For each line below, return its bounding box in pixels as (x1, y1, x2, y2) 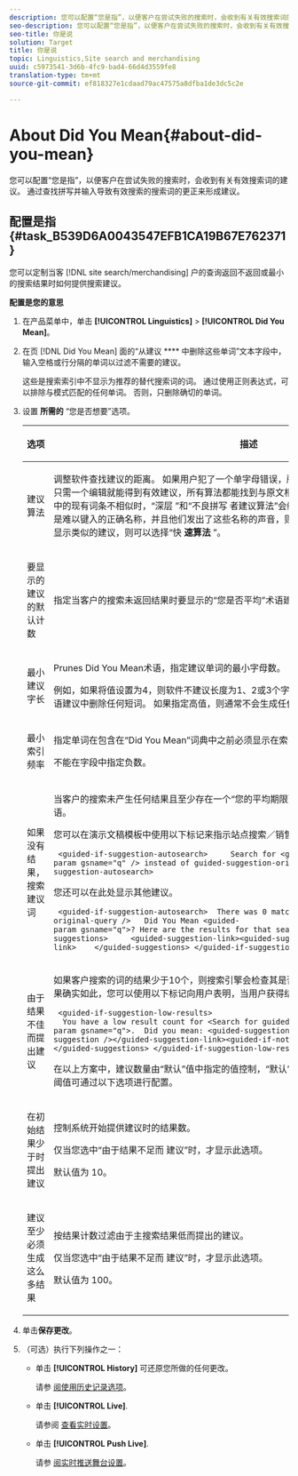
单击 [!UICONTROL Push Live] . (35, 1439, 149, 1449)
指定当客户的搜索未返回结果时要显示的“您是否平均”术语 (52, 594, 284, 607)
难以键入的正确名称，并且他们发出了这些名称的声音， (61, 513, 285, 525)
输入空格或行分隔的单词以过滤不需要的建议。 (21, 357, 186, 368)
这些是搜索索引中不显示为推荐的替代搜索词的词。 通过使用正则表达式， (21, 376, 281, 387)
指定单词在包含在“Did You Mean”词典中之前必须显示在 (52, 734, 279, 746)
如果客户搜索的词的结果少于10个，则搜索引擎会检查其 (52, 974, 278, 986)
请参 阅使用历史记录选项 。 (35, 1382, 131, 1392)
